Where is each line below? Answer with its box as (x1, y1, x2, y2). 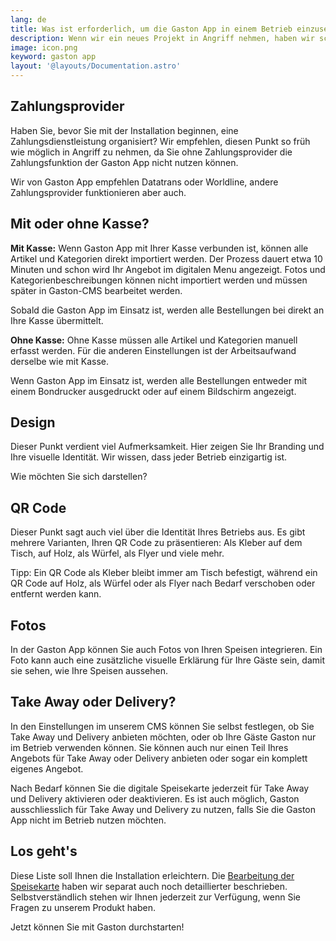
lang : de (10, 14, 47, 25)
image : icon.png (10, 42, 78, 53)
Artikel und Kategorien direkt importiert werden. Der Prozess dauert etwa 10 (10, 252, 323, 265)
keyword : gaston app (10, 52, 97, 62)
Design (10, 414, 56, 431)
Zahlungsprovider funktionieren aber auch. (10, 186, 187, 198)
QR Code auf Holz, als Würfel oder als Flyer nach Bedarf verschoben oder (10, 577, 316, 590)
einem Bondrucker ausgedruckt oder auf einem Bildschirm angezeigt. (10, 385, 297, 397)
